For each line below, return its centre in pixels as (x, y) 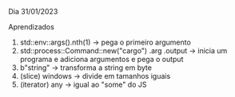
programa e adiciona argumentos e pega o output (102, 59)
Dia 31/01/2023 (33, 12)
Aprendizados (31, 27)
